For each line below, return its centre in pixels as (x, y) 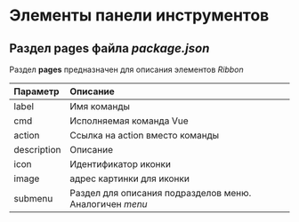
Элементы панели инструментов (139, 16)
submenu (33, 198)
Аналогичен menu (109, 204)
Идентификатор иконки (121, 164)
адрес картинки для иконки (129, 178)
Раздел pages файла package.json (109, 48)
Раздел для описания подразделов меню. (161, 193)
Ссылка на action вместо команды (145, 135)
